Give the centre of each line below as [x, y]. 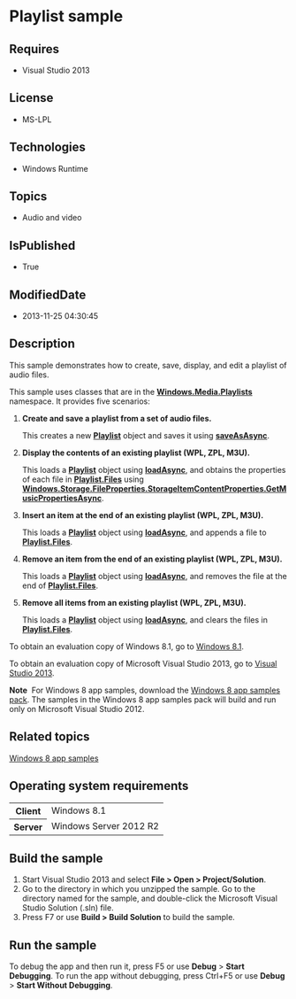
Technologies [48, 147]
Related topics [49, 737]
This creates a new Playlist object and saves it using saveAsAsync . [146, 435]
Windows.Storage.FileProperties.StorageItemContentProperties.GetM [154, 488]
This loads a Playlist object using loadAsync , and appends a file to [144, 532]
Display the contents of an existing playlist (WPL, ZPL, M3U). [136, 453]
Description [42, 344]
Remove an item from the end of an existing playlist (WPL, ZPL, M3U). [152, 559]
